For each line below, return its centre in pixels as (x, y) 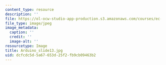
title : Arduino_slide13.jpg (34, 50)
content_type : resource (30, 10)
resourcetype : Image (26, 46)
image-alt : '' (24, 42)
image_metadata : (22, 28)
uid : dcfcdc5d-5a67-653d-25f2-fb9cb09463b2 (51, 55)
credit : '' (21, 37)
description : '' (22, 14)
